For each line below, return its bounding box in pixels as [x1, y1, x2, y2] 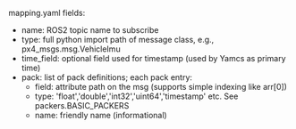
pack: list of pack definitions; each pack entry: [21, 72, 193, 83]
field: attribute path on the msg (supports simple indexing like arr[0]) [34, 82, 288, 92]
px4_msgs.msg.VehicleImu [21, 44, 122, 54]
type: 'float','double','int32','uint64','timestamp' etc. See [34, 91, 239, 101]
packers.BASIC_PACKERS [34, 101, 130, 110]
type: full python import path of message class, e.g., [21, 35, 215, 44]
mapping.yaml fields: [8, 8, 86, 18]
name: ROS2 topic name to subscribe [21, 25, 159, 35]
